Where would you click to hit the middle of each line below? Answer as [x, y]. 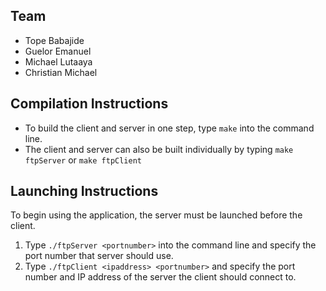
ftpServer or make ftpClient [83, 160]
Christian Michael [61, 72]
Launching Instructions [84, 191]
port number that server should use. [99, 256]
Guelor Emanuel [58, 51]
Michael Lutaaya [58, 61]
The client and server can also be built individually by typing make [159, 149]
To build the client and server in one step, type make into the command [169, 128]
